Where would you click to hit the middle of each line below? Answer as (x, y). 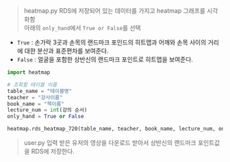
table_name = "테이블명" (40, 91)
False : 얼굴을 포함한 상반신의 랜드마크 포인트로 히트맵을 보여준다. (105, 59)
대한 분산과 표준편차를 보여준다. (66, 51)
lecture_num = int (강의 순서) (47, 110)
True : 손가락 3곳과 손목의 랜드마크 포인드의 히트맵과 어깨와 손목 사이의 (112, 42)
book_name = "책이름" (36, 104)
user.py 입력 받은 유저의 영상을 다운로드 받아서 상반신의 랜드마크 (110, 143)
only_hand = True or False (46, 117)
